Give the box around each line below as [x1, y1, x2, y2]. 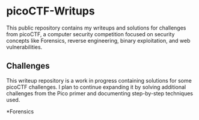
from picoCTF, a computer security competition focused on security [6, 30, 175, 37]
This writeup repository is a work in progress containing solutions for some [6, 77, 192, 84]
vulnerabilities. [6, 43, 43, 51]
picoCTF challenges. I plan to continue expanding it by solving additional [6, 83, 186, 90]
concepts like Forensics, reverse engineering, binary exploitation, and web [6, 37, 191, 44]
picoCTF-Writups [6, 4, 95, 18]
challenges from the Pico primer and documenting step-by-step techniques [6, 89, 194, 97]
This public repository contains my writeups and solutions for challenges [6, 24, 186, 31]
